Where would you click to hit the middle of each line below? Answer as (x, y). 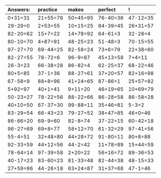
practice (48, 10)
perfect (107, 10)
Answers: (19, 10)
